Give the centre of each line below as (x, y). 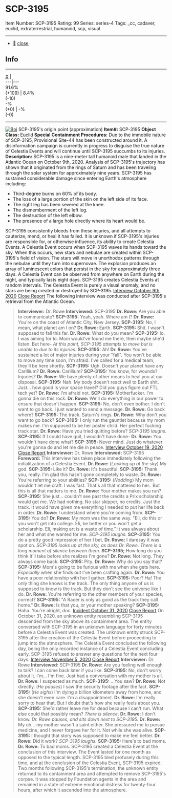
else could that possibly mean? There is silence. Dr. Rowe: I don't (87, 714)
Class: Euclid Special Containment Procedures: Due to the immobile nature (86, 135)
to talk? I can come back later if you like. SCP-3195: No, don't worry (90, 670)
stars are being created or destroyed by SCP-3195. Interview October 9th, (83, 290)
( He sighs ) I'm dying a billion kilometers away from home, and (97, 692)
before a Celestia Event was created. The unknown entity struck (85, 632)
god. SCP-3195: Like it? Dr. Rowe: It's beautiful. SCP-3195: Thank (88, 469)
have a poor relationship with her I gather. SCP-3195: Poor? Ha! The (90, 578)
